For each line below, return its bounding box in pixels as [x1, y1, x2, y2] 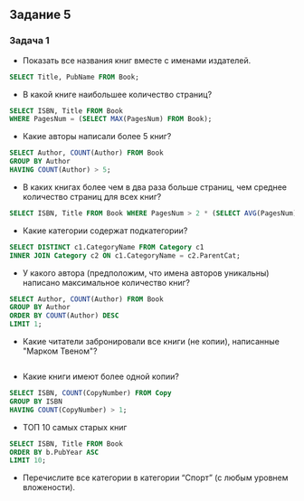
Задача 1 [9, 34, 50, 47]
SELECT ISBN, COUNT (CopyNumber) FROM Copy [9, 389, 172, 398]
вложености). [22, 482, 75, 493]
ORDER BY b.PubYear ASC [9, 448, 100, 457]
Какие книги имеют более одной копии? [22, 371, 179, 383]
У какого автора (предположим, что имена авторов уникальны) [22, 267, 270, 279]
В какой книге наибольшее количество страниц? [22, 89, 213, 99]
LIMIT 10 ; [9, 456, 47, 465]
